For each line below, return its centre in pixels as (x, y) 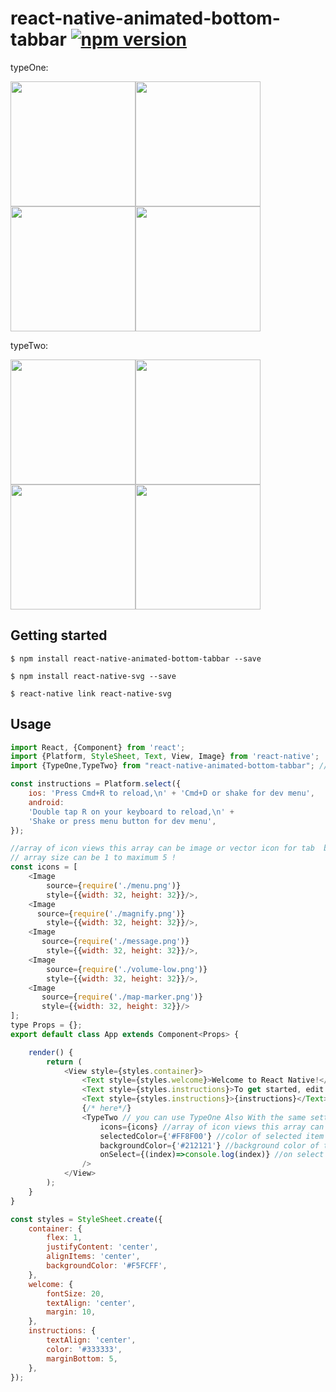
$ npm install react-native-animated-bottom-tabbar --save (136, 658)
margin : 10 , (71, 1312)
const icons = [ (44, 867)
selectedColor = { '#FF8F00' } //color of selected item (212, 1136)
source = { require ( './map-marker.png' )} (122, 997)
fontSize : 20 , (75, 1293)
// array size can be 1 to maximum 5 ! (93, 858)
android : (46, 802)
